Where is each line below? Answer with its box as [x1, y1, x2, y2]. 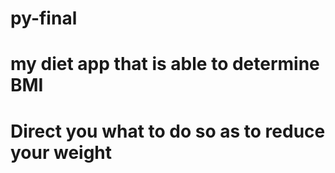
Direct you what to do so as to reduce [10, 120, 326, 142]
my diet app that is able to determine [10, 53, 320, 76]
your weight [10, 141, 113, 164]
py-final [10, 7, 78, 30]
